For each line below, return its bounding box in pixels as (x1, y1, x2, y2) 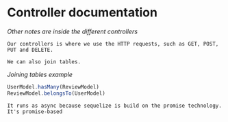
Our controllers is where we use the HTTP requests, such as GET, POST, (7, 40, 219, 47)
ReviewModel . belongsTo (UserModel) (7, 90, 106, 97)
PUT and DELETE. (7, 46, 53, 53)
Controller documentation (7, 5, 157, 20)
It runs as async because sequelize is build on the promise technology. (7, 102, 223, 109)
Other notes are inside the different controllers (7, 27, 138, 35)
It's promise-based (7, 108, 63, 115)
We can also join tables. (7, 58, 81, 65)
